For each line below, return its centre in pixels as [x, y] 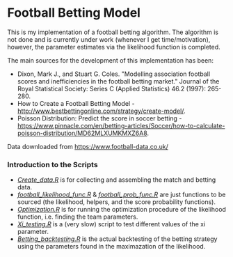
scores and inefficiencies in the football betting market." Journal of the [118, 81]
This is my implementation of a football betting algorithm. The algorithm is [113, 32]
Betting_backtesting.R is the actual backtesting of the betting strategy [117, 239]
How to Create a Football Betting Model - [76, 103]
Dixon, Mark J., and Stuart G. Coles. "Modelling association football [114, 74]
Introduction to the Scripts [53, 164]
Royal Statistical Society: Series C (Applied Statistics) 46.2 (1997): [112, 88]
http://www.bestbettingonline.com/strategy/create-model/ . [101, 111]
